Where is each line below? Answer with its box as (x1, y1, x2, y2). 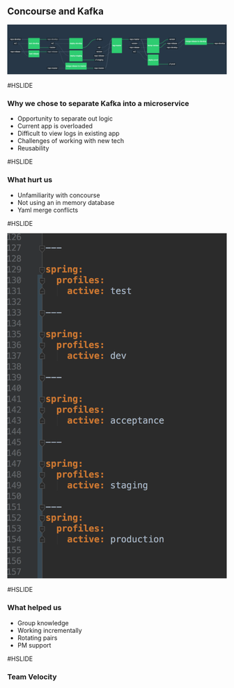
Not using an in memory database (17, 198, 115, 206)
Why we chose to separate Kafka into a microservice (7, 98, 189, 108)
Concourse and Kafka (7, 6, 104, 17)
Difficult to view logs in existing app (17, 129, 120, 138)
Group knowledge (17, 618, 69, 627)
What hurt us (7, 175, 53, 185)
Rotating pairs (17, 634, 58, 642)
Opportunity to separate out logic (17, 114, 114, 123)
